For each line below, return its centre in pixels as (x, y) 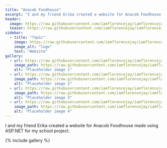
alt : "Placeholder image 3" (43, 97)
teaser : (18, 28)
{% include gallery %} (28, 140)
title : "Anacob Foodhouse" (33, 10)
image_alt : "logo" (33, 47)
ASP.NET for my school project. (38, 131)
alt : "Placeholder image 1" (43, 70)
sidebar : (14, 33)
